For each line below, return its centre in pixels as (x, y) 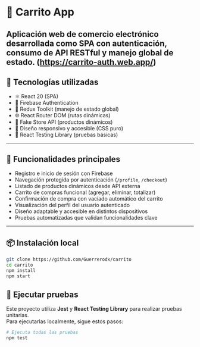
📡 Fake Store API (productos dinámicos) (64, 122)
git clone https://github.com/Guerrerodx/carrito (69, 260)
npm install (21, 270)
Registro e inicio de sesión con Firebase (64, 174)
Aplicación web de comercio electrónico (82, 34)
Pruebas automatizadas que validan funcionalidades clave (86, 218)
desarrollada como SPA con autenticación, (87, 43)
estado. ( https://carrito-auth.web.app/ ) (81, 62)
